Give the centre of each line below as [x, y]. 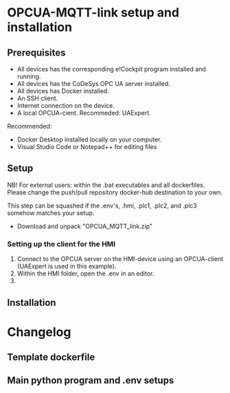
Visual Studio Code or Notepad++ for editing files [87, 147]
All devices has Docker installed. [63, 91]
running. [29, 76]
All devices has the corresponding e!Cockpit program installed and [111, 69]
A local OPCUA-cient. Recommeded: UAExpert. [84, 113]
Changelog [39, 332]
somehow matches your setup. [51, 213]
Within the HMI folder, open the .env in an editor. [85, 273]
